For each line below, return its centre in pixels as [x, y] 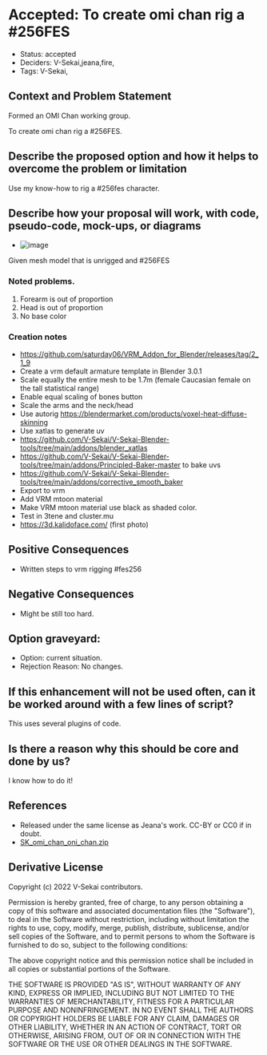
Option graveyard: [55, 639]
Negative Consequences [71, 594]
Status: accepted [48, 54]
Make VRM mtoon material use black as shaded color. [108, 507]
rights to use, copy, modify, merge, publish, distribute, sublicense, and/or [129, 928]
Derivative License [56, 867]
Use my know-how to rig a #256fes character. [84, 188]
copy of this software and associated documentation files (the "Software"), [132, 911]
